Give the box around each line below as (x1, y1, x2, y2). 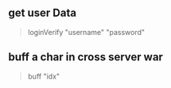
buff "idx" (27, 71, 60, 81)
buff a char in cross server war (8, 51, 163, 64)
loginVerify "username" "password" (27, 27, 146, 36)
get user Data (8, 6, 77, 20)
